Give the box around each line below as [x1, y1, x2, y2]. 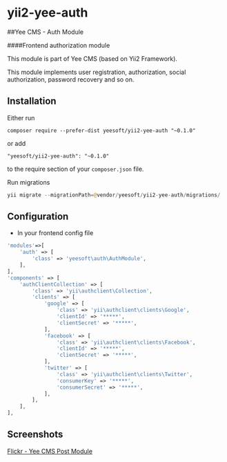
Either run [7, 113, 35, 122]
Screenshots [7, 429, 63, 441]
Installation [7, 95, 57, 107]
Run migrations [7, 178, 50, 186]
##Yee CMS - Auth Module [7, 28, 84, 36]
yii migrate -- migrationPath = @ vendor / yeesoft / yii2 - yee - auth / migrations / [7, 192, 221, 198]
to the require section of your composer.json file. [7, 165, 144, 173]
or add [7, 139, 26, 147]
